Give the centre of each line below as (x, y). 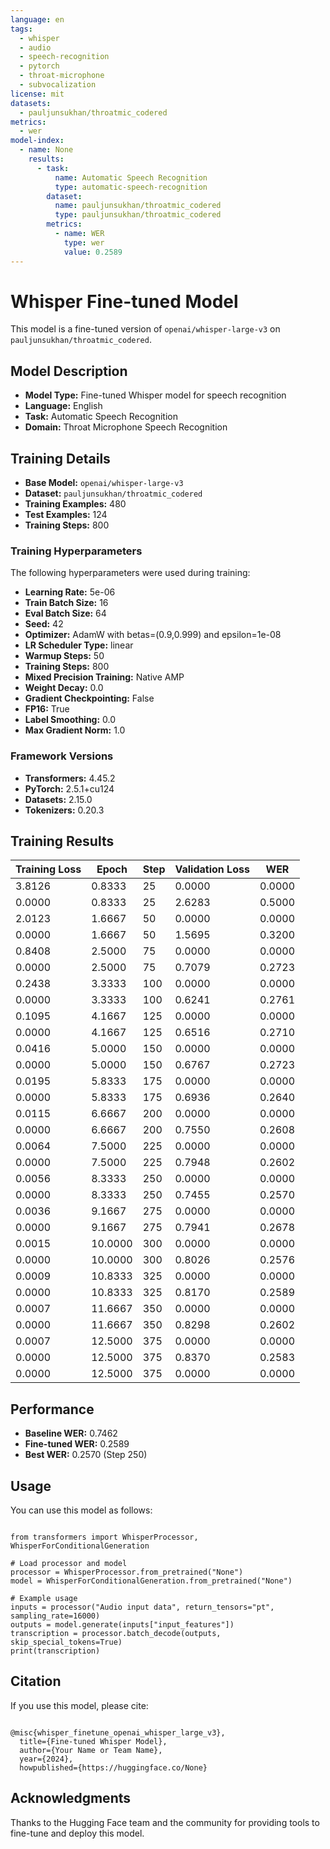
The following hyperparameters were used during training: (130, 573)
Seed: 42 (44, 624)
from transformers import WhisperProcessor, (104, 1537)
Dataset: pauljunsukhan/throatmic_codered (113, 493)
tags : (21, 29)
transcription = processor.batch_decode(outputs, (116, 1634)
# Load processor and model (69, 1564)
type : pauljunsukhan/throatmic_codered (138, 215)
